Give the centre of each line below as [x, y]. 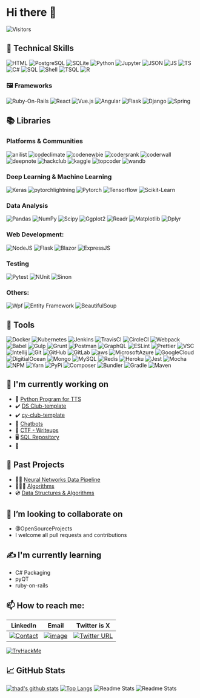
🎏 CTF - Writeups [37, 430]
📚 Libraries [28, 121]
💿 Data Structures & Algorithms [55, 493]
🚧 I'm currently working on [58, 384]
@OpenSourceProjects [44, 529]
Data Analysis [27, 205]
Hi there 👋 [31, 12]
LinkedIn [24, 626]
